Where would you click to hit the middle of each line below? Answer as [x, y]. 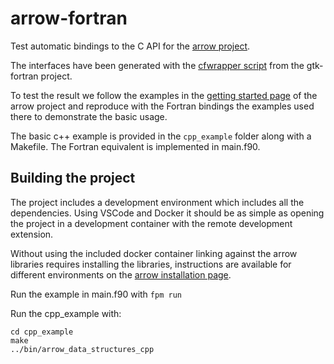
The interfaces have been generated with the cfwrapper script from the [157, 65]
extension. [32, 234]
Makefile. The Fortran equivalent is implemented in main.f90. [135, 146]
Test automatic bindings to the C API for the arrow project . [130, 46]
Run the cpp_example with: [66, 313]
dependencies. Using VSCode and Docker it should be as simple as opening [167, 213]
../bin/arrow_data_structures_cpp [82, 349]
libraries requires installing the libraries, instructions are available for [151, 264]
